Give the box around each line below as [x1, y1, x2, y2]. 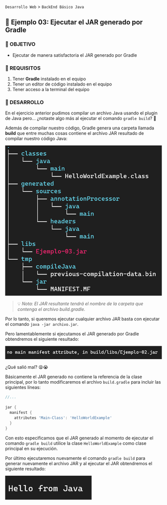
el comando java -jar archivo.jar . [5, 321, 79, 327]
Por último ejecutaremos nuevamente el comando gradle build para [5, 455, 146, 461]
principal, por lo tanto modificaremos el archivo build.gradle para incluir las [5, 379, 161, 385]
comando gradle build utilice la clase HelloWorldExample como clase [5, 440, 147, 446]
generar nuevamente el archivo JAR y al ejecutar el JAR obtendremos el [5, 460, 153, 466]
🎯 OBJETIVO [5, 41, 36, 48]
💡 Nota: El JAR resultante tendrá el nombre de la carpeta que [17, 301, 144, 306]
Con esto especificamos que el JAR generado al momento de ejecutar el [5, 435, 154, 441]
